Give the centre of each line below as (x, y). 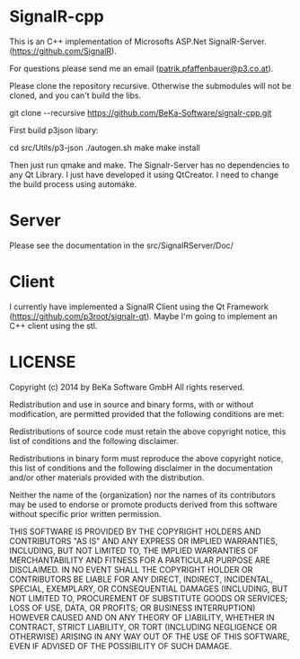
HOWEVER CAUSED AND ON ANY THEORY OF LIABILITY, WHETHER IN (142, 617)
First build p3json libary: (54, 130)
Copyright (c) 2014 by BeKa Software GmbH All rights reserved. (127, 387)
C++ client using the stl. (53, 325)
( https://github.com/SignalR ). (63, 50)
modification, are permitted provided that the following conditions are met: (147, 414)
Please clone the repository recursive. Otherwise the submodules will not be (150, 85)
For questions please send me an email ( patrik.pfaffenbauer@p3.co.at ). (141, 68)
